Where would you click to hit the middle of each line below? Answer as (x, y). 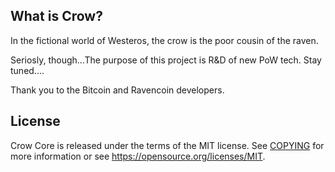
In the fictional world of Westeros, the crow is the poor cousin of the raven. (164, 40)
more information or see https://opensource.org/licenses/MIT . (138, 156)
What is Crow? (56, 16)
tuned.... (27, 70)
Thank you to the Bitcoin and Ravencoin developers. (117, 90)
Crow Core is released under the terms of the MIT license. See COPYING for (167, 145)
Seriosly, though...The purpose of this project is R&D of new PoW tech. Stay (166, 60)
